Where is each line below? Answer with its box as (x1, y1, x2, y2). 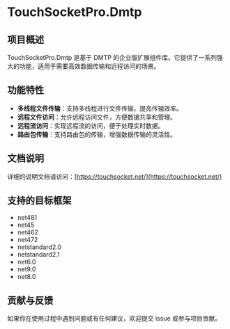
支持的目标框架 (7, 195, 72, 207)
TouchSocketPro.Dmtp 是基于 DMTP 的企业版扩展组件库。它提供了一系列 (7, 54, 217, 61)
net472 (17, 236, 38, 244)
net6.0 (17, 258, 36, 266)
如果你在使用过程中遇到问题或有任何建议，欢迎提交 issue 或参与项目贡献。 (7, 314, 222, 323)
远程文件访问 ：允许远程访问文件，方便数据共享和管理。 (17, 113, 176, 121)
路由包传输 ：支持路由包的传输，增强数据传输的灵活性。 (17, 130, 176, 138)
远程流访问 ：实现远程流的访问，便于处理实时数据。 (17, 121, 164, 129)
